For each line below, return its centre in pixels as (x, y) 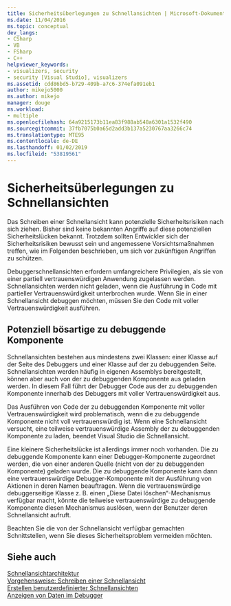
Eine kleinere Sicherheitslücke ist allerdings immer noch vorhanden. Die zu (113, 449)
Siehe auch (32, 557)
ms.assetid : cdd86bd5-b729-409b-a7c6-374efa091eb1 (81, 84)
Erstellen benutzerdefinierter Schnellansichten (73, 588)
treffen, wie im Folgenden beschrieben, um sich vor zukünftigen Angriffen (112, 251)
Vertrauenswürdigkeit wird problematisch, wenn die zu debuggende (103, 414)
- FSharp (20, 52)
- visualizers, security (43, 71)
